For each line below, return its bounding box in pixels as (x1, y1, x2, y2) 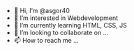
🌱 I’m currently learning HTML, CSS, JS (13, 21, 127, 29)
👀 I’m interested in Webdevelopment (13, 14, 119, 22)
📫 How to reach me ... (13, 37, 79, 44)
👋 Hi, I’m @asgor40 (13, 7, 70, 14)
